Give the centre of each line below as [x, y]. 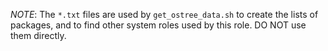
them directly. [38, 35]
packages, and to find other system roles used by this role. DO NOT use [158, 25]
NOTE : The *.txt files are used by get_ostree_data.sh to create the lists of [164, 14]
